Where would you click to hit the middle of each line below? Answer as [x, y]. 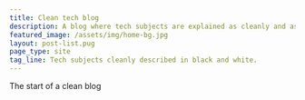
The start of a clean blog [55, 86]
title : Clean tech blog [54, 18]
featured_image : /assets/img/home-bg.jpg [89, 35]
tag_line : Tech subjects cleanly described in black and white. [133, 60]
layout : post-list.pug [52, 43]
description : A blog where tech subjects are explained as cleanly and [148, 26]
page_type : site [40, 52]
